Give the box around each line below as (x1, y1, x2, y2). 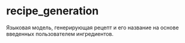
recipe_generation (6, 4, 99, 18)
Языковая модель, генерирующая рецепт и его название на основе (6, 24, 179, 31)
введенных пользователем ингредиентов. (6, 30, 114, 37)
